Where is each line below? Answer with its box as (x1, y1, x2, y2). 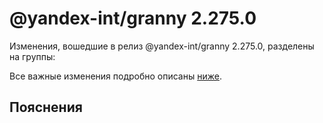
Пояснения (9, 99, 83, 116)
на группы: (9, 50, 56, 62)
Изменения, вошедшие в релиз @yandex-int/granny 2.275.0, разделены (9, 40, 315, 52)
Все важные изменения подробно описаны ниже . (9, 70, 222, 82)
